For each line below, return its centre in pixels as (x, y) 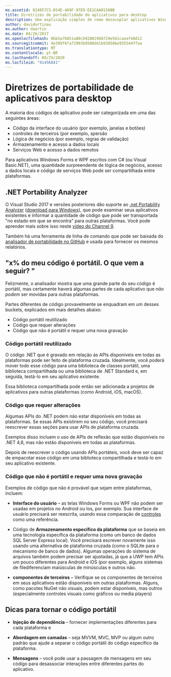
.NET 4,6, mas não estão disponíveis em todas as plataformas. (70, 443)
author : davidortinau (28, 24)
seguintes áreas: (23, 118)
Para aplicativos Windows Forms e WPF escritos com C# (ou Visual (76, 160)
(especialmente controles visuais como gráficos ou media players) (82, 594)
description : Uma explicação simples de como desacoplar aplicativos (81, 19)
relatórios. (16, 247)
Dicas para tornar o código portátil (61, 610)
